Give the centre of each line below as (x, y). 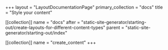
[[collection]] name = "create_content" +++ (51, 42)
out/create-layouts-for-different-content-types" (55, 27)
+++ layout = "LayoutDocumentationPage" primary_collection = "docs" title (84, 7)
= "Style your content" (29, 12)
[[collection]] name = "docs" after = (43, 22)
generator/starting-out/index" (36, 33)
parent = (115, 27)
